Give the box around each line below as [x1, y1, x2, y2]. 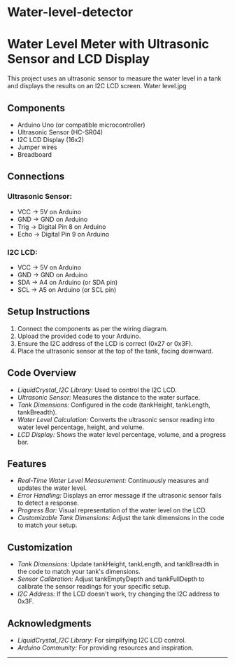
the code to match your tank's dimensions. [17, 568, 141, 576]
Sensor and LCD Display [7, 51, 150, 67]
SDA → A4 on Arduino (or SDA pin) [17, 278, 118, 286]
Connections [7, 171, 65, 183]
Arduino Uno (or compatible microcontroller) [17, 120, 145, 129]
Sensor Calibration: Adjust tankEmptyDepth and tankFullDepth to [17, 575, 205, 583]
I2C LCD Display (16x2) [17, 135, 85, 143]
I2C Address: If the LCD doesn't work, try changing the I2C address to [17, 589, 220, 598]
